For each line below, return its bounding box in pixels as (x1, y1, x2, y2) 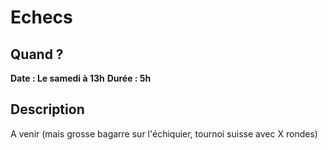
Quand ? (10, 46, 64, 63)
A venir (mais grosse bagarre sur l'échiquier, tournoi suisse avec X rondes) (10, 127, 318, 140)
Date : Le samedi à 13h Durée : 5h (10, 72, 152, 84)
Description (10, 101, 85, 118)
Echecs (10, 6, 73, 29)
